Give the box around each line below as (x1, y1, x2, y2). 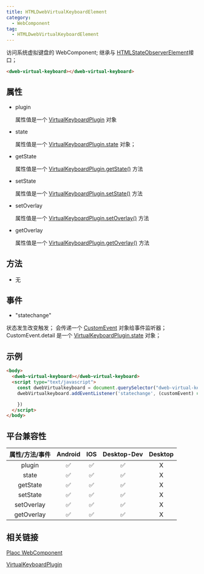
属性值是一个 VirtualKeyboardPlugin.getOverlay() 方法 (15, 239, 150, 246)
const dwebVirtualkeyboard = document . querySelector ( (17, 385, 156, 391)
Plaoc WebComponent (6, 549, 63, 556)
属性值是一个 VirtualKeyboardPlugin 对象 (15, 116, 117, 123)
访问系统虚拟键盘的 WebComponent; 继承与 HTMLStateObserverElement (6, 49, 189, 56)
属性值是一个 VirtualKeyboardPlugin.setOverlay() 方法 (15, 214, 149, 221)
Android (56, 450, 81, 459)
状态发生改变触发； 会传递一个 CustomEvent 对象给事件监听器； (6, 324, 167, 331)
